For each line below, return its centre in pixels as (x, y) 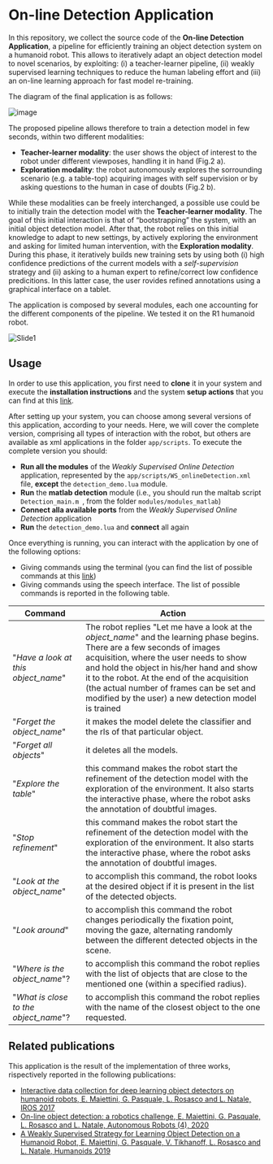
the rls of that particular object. (144, 731)
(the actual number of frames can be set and (170, 687)
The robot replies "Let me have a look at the (169, 626)
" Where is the (39, 968)
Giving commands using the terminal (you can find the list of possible (136, 567)
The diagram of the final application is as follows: (91, 96)
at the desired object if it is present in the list (169, 886)
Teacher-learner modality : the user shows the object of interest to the (139, 152)
